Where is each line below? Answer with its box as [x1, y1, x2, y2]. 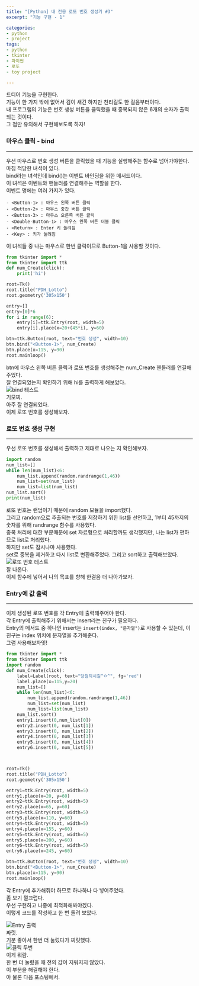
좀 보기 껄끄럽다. [6, 894, 44, 901]
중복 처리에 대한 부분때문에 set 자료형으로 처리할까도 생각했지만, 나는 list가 [6, 529, 179, 536]
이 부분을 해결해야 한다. [6, 966, 60, 973]
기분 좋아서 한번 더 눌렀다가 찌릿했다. [6, 936, 92, 943]
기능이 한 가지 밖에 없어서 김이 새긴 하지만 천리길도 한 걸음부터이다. [6, 98, 161, 105]
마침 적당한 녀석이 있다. [6, 164, 60, 172]
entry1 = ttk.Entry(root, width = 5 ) [6, 787, 89, 793]
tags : [6, 41, 20, 47]
